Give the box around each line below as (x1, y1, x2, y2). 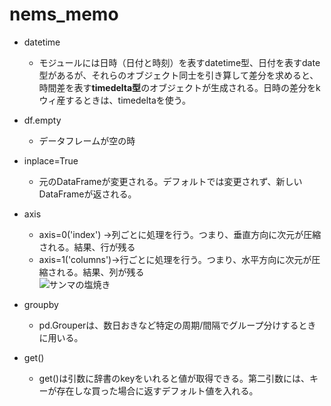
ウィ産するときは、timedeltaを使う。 (38, 94, 191, 106)
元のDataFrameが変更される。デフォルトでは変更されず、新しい (38, 175, 303, 187)
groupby (23, 298, 59, 310)
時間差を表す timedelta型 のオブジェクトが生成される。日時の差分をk (38, 81, 321, 93)
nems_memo (9, 3, 119, 26)
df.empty (23, 114, 62, 126)
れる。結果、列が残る (56, 266, 145, 278)
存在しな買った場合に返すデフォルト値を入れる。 (56, 384, 259, 397)
